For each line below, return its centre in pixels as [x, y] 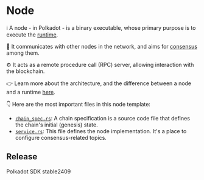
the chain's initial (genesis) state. [57, 125]
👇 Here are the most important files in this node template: [79, 104]
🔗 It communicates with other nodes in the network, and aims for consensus [102, 46]
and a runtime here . [31, 92]
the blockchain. [26, 71]
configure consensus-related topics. [61, 137]
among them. [23, 53]
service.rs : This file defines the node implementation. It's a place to [101, 131]
